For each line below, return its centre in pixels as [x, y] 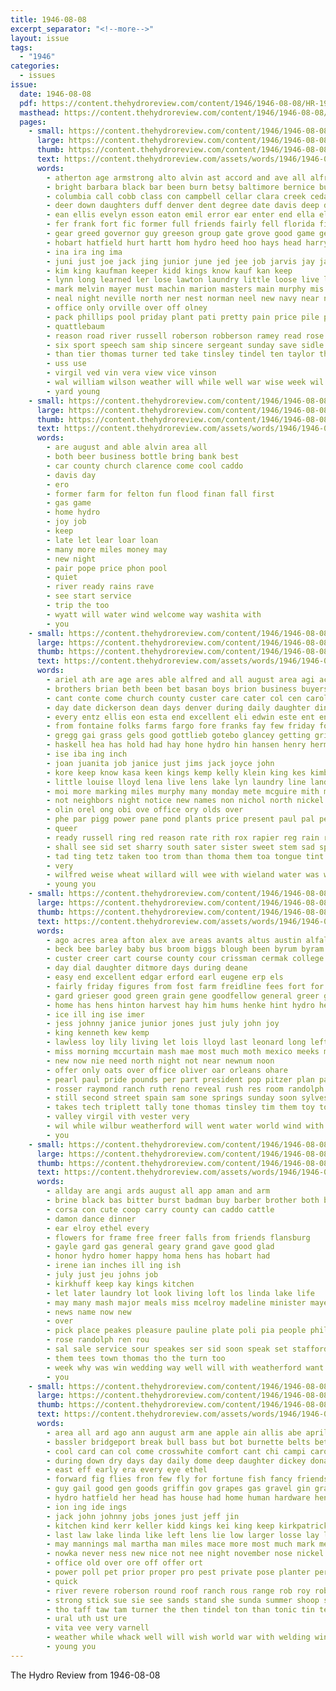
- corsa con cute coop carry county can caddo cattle [160, 1209]
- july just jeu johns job [102, 1275]
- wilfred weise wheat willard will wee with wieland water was [183, 875]
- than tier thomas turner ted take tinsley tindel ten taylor [180, 354]
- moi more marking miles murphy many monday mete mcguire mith [183, 791]
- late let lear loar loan [102, 540]
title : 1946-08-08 [48, 19]
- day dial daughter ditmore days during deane [147, 968]
